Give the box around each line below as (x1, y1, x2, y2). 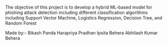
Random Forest (5, 20, 37, 26)
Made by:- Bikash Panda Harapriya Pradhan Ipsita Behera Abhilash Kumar (5, 30, 158, 35)
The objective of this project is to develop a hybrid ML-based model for (5, 4, 152, 10)
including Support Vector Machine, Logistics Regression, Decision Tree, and (5, 15, 162, 20)
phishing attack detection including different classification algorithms (5, 9, 148, 15)
